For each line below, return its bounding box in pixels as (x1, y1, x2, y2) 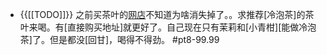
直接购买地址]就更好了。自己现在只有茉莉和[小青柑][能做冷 (66, 21, 308, 33)
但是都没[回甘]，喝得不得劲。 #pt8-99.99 (49, 34, 220, 45)
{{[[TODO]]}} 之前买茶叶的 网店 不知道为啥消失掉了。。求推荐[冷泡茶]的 (19, 9, 306, 20)
